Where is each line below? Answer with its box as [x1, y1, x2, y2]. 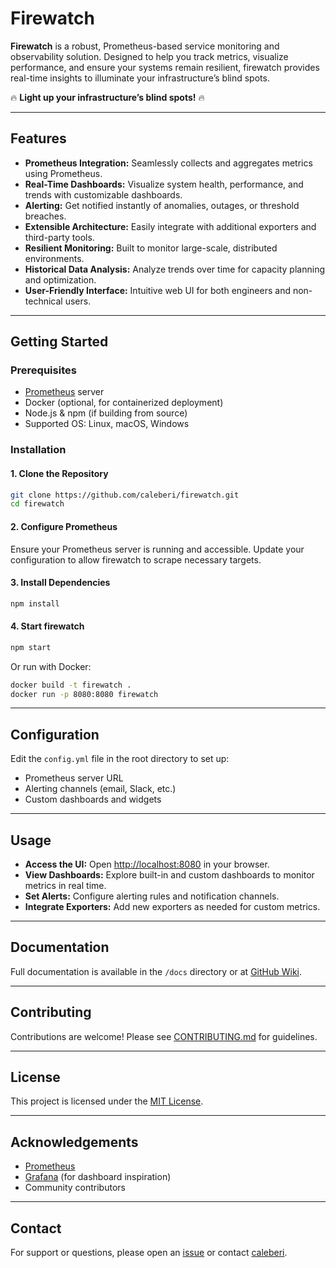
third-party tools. [24, 231, 95, 243]
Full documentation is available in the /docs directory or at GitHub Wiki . [10, 965, 303, 977]
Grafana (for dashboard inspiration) [24, 1171, 172, 1183]
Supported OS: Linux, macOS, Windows [24, 418, 190, 430]
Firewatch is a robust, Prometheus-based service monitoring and [10, 40, 280, 52]
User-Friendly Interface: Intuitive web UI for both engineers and [24, 284, 291, 296]
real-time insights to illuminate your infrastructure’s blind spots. [10, 72, 270, 84]
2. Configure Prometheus [10, 520, 118, 532]
